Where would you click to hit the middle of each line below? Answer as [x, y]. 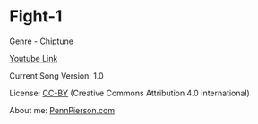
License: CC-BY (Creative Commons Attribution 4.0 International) [130, 93]
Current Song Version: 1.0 [57, 75]
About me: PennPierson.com [62, 110]
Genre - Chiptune [42, 41]
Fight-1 [36, 17]
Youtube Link [34, 58]
